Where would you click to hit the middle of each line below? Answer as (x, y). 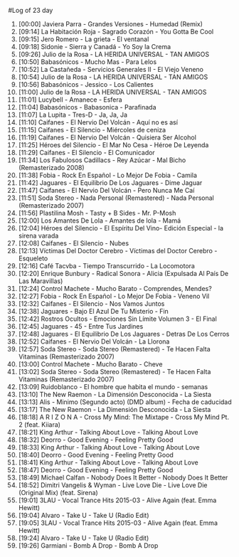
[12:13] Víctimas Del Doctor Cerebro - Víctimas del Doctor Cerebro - (118, 251)
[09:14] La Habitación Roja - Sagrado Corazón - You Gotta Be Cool (116, 32)
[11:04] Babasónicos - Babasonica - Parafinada (87, 107)
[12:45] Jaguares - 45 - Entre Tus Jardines (81, 326)
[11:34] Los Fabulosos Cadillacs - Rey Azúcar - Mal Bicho (102, 160)
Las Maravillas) (41, 281)
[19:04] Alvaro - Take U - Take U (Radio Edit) (84, 515)
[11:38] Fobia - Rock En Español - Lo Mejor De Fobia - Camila (108, 175)
